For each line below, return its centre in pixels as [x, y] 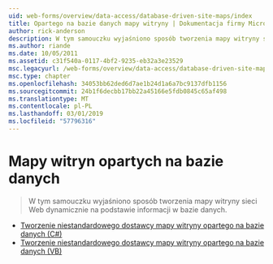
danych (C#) [41, 234]
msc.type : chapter [39, 76]
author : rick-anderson [47, 31]
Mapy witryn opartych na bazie [116, 162]
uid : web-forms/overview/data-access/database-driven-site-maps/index [130, 16]
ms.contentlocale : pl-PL [50, 106]
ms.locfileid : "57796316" [52, 121]
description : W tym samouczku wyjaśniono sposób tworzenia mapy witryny [134, 38]
